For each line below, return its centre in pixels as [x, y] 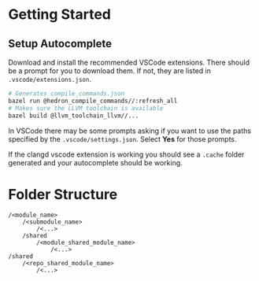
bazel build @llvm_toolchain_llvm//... [74, 116]
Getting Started [60, 15]
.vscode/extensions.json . [50, 79]
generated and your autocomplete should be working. [95, 162]
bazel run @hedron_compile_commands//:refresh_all [93, 101]
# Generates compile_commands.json [67, 94]
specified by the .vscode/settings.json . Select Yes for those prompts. [123, 139]
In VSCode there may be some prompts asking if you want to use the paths [130, 131]
